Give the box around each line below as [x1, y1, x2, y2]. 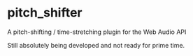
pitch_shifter [7, 5, 83, 21]
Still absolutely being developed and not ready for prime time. [7, 41, 185, 49]
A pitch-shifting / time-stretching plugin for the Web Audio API [7, 28, 187, 36]
